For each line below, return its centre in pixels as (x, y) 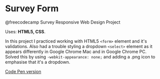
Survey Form (32, 9)
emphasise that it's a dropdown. (38, 62)
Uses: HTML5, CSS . (25, 31)
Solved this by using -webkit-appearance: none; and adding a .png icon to (80, 56)
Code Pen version (23, 71)
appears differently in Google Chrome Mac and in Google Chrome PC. (76, 52)
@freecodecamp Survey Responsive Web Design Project (63, 22)
